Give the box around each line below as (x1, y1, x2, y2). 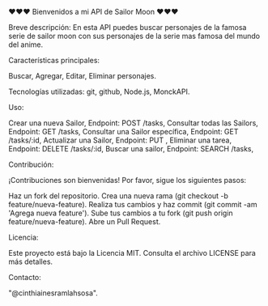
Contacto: (8, 273, 42, 282)
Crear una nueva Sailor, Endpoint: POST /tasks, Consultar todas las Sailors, (8, 118, 259, 128)
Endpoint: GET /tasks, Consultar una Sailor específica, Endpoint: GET (8, 127, 239, 136)
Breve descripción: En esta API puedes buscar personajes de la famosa (8, 23, 247, 32)
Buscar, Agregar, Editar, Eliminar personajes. (8, 71, 156, 80)
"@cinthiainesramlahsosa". (8, 288, 99, 298)
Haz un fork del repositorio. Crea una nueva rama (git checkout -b (8, 191, 229, 201)
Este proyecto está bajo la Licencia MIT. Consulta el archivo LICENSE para (8, 249, 257, 257)
